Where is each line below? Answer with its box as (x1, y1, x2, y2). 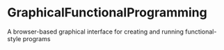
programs (22, 34, 51, 42)
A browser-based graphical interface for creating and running (7, 27, 184, 36)
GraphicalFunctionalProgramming (7, 5, 207, 21)
